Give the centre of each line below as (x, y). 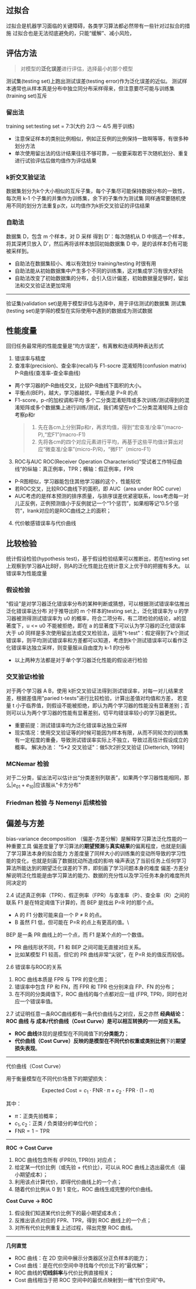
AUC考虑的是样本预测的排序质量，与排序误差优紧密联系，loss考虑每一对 (101, 496)
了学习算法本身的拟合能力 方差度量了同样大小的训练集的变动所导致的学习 (94, 853)
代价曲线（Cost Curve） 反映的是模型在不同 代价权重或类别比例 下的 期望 (100, 1041)
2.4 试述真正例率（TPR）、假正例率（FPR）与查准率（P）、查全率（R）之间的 (98, 895)
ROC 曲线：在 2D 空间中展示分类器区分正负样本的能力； (82, 1258)
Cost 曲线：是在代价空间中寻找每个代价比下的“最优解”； (82, 1266)
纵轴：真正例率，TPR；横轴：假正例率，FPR (80, 469)
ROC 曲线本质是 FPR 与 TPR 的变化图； (62, 979)
